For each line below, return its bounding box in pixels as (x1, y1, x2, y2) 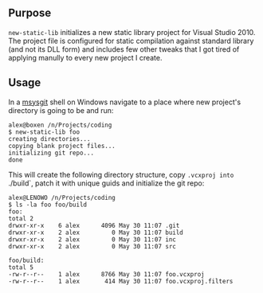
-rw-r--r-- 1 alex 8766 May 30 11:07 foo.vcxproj (8, 270, 205, 278)
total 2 (8, 214, 34, 222)
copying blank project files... (8, 142, 116, 150)
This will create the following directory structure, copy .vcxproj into (8, 170, 234, 179)
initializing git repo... (8, 149, 94, 157)
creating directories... (8, 135, 91, 143)
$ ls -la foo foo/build (8, 201, 88, 209)
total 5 (8, 263, 34, 272)
